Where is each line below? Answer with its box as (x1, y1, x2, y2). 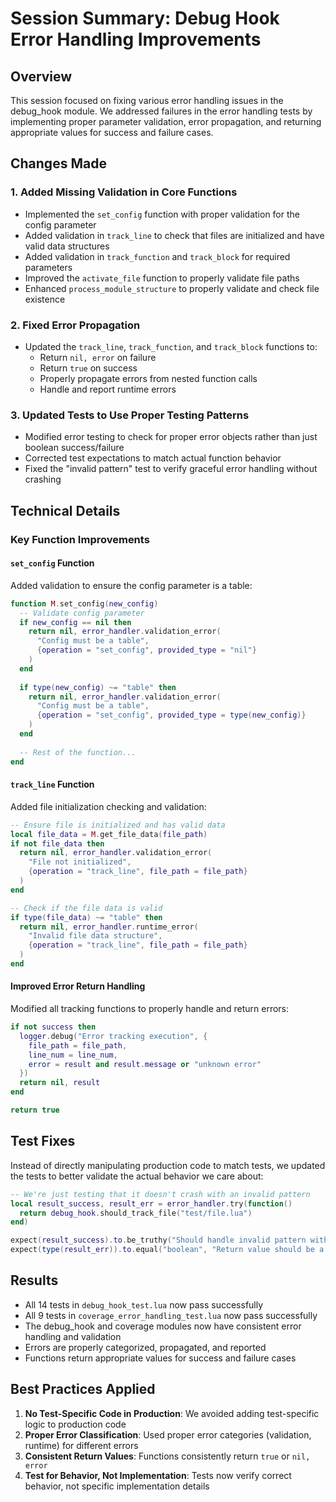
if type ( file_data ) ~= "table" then (10, 912, 163, 922)
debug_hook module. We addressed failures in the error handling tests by (10, 105, 313, 117)
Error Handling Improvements (10, 28, 262, 51)
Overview (10, 68, 73, 85)
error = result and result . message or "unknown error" (28, 1059, 262, 1069)
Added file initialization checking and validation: (10, 800, 207, 812)
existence (24, 293, 66, 305)
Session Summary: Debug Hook (10, 7, 280, 30)
